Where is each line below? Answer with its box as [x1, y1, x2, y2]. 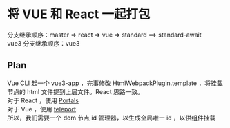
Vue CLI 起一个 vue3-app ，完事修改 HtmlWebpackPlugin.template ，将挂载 [7, 79, 223, 87]
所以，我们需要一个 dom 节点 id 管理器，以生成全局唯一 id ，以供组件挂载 [7, 113, 216, 122]
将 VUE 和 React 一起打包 [7, 6, 151, 22]
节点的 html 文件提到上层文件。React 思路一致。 [7, 87, 144, 95]
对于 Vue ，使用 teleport [7, 104, 77, 113]
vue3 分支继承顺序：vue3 [7, 39, 80, 47]
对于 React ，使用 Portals [7, 96, 79, 104]
